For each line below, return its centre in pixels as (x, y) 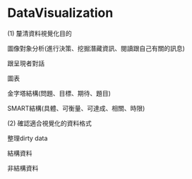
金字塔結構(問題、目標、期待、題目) (59, 93)
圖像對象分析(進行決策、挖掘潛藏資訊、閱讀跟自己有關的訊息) (96, 48)
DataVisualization (60, 13)
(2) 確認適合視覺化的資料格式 (49, 123)
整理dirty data (28, 138)
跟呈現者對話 (26, 63)
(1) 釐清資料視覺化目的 (40, 33)
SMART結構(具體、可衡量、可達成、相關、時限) (76, 108)
